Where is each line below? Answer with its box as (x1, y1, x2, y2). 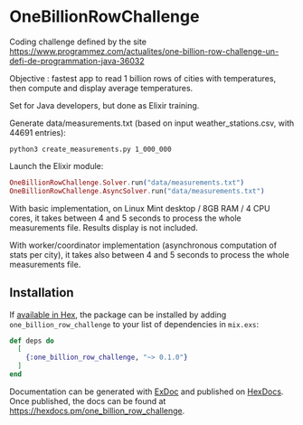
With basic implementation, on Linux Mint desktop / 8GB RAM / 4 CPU (9, 203, 270, 213)
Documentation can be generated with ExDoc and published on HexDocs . (9, 386, 284, 397)
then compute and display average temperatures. (9, 82, 194, 93)
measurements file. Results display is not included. (9, 222, 199, 232)
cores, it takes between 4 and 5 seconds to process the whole (9, 212, 241, 223)
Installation (9, 285, 74, 300)
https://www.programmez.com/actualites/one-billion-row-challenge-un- (9, 45, 279, 56)
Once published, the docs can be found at (9, 395, 166, 406)
